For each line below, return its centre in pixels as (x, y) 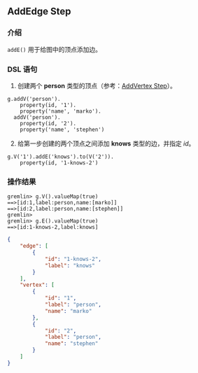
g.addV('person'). (34, 99)
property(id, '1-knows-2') (59, 163)
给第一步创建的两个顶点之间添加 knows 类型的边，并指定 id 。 (106, 143)
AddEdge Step (39, 12)
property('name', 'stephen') (62, 129)
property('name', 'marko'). (61, 111)
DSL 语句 (22, 69)
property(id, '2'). (48, 123)
